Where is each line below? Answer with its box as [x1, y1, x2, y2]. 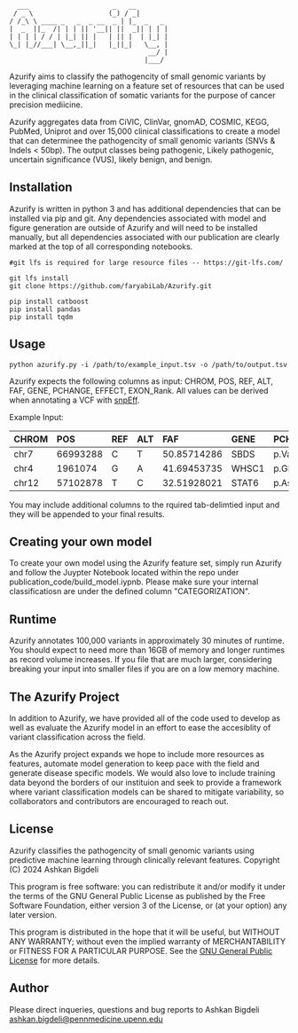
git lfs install [9, 273, 69, 283]
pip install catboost [9, 297, 90, 306]
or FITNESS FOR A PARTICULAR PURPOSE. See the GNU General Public [9, 945, 273, 956]
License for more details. [9, 955, 100, 966]
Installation [9, 180, 73, 195]
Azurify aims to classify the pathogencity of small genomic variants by [9, 71, 266, 82]
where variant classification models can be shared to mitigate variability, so [9, 786, 285, 797]
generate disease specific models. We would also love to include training [9, 768, 276, 779]
